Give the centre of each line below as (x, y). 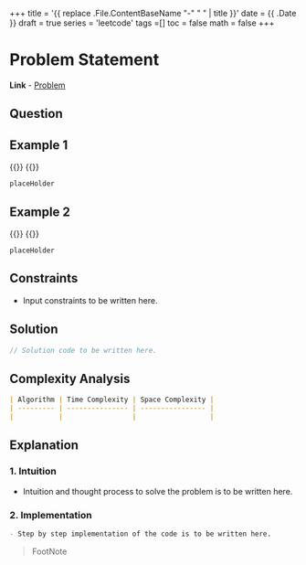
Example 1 (39, 145)
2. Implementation (51, 515)
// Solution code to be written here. (83, 350)
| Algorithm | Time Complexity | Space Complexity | (112, 400)
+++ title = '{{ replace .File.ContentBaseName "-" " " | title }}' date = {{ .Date (153, 13)
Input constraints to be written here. (90, 300)
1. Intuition (33, 472)
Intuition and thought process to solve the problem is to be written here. (158, 491)
